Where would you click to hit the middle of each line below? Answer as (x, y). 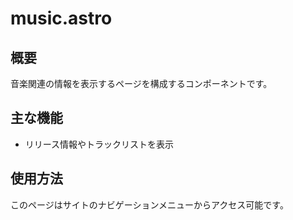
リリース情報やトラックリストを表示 (99, 144)
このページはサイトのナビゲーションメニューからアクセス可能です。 (149, 204)
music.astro (61, 18)
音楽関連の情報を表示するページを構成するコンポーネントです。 (141, 83)
